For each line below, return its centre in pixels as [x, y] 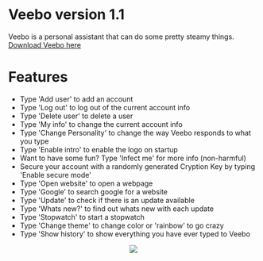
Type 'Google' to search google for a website [94, 191]
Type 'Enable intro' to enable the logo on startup [99, 149]
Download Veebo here [45, 44]
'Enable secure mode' [55, 175]
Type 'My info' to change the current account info [101, 124]
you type [34, 141]
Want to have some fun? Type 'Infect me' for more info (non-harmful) [133, 158]
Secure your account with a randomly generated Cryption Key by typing [137, 166]
